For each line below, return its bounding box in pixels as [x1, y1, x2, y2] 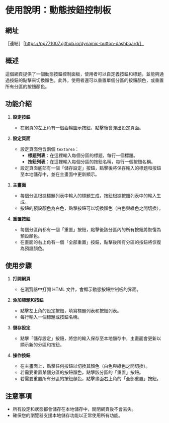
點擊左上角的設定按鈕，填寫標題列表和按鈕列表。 [20, 308, 122, 314]
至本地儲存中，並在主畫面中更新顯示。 [20, 171, 100, 177]
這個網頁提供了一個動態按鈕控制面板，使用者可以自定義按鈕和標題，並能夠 [5, 71, 159, 77]
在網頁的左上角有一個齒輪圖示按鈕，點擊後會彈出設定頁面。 [20, 124, 144, 131]
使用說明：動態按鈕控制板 [5, 5, 112, 16]
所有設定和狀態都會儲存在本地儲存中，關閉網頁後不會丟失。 [12, 406, 136, 412]
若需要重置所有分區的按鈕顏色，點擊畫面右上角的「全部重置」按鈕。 [20, 376, 161, 382]
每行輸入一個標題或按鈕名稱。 [20, 314, 82, 320]
